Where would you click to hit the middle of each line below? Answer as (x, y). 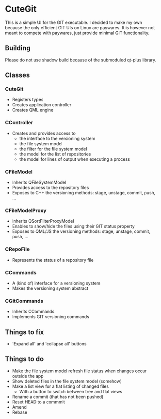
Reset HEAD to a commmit (39, 402)
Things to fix (24, 332)
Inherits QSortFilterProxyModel (43, 221)
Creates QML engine (33, 110)
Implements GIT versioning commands (51, 317)
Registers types (28, 100)
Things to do (24, 359)
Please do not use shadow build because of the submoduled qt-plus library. (81, 60)
